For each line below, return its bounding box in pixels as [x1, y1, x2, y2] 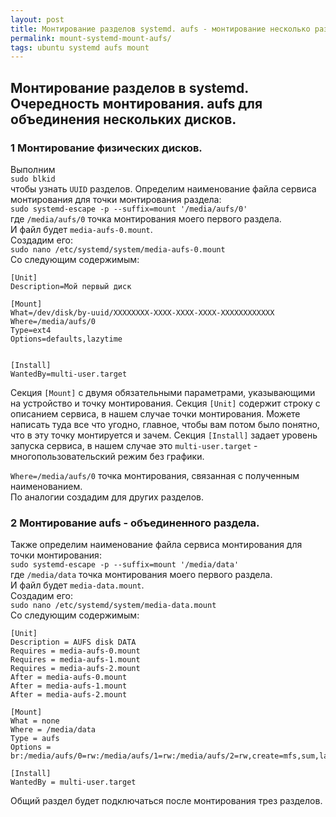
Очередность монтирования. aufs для [10, 95, 263, 112]
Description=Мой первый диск [10, 281, 132, 291]
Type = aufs [10, 734, 60, 744]
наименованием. [10, 480, 83, 492]
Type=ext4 [10, 325, 52, 335]
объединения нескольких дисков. [10, 111, 237, 128]
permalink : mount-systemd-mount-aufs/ [10, 33, 172, 43]
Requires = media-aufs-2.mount [10, 664, 141, 674]
